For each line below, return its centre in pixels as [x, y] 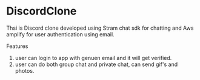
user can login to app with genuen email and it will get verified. [93, 58]
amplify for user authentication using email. [60, 34]
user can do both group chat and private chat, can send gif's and [96, 64]
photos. [25, 70]
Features [17, 46]
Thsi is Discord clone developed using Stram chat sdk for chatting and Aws [100, 28]
